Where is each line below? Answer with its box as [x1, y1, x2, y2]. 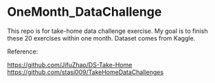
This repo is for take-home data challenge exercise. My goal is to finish [7, 27, 208, 35]
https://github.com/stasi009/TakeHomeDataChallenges [7, 68, 163, 76]
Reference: [7, 47, 38, 56]
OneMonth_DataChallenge [7, 4, 162, 20]
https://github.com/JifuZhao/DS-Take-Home [7, 60, 133, 69]
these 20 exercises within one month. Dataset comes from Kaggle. [7, 34, 196, 42]
